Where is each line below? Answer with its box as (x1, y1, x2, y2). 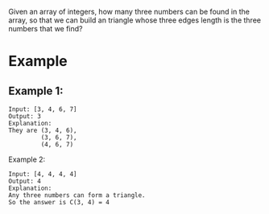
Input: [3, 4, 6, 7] (8, 105, 78, 113)
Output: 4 (8, 177, 42, 185)
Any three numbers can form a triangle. (8, 191, 147, 200)
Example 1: (8, 84, 64, 97)
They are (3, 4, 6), (8, 126, 78, 134)
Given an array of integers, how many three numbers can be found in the (8, 7, 250, 16)
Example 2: (8, 154, 46, 164)
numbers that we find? (8, 24, 83, 33)
